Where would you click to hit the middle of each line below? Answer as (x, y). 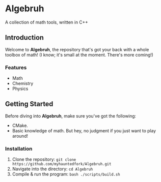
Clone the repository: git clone (44, 159)
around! (20, 136)
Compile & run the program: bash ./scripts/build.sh (66, 174)
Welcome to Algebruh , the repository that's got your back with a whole (77, 49)
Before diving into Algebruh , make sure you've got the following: (71, 116)
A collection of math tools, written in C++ (47, 22)
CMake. (20, 125)
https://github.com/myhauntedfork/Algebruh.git (62, 164)
